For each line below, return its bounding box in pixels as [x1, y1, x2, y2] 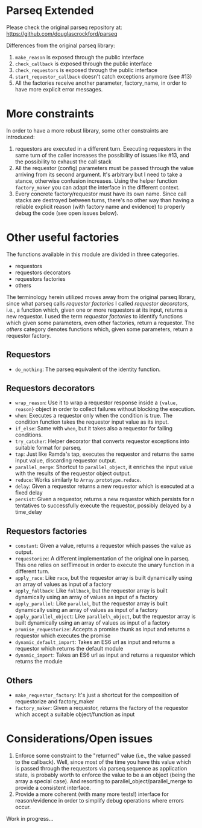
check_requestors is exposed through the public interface [14, 66, 158, 73]
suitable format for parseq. [14, 444, 82, 452]
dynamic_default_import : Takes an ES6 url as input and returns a [14, 639, 175, 646]
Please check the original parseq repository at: [6, 24, 122, 31]
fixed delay [14, 489, 43, 496]
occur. [14, 803, 31, 810]
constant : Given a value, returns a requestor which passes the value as [14, 542, 192, 550]
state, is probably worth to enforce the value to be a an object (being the [14, 771, 195, 778]
